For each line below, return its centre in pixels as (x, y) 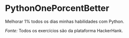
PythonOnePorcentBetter (57, 8)
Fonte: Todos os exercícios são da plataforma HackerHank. (64, 30)
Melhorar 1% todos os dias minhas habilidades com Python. (65, 21)
